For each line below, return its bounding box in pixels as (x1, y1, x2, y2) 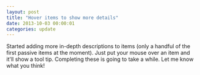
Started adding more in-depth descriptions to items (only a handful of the (6, 43, 191, 50)
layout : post (6, 9, 40, 15)
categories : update (6, 26, 56, 32)
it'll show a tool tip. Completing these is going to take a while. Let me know (6, 55, 194, 63)
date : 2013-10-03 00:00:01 (6, 20, 75, 26)
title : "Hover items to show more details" (6, 15, 119, 21)
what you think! (6, 62, 45, 70)
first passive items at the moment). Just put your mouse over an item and (6, 49, 190, 57)
